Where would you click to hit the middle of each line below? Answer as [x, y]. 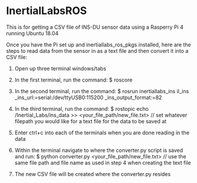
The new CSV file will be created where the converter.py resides [93, 174]
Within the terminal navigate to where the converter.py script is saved [99, 150]
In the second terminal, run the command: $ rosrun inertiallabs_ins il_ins [102, 91]
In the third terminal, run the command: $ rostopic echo [81, 109]
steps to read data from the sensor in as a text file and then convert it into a [97, 50]
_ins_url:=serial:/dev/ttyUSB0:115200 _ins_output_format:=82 [88, 97]
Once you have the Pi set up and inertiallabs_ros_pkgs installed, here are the [98, 45]
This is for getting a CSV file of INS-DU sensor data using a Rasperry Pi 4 [95, 27]
